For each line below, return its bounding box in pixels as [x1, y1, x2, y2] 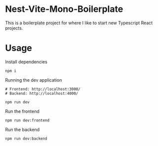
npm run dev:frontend [5, 118, 50, 123]
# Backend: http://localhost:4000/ [5, 91, 79, 96]
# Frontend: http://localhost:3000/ [5, 87, 80, 92]
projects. [5, 25, 23, 31]
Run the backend [5, 126, 40, 132]
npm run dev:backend [5, 136, 48, 141]
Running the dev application [5, 77, 62, 83]
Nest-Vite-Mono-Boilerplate [5, 3, 123, 15]
